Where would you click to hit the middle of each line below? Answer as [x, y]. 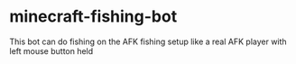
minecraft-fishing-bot [93, 17]
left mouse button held [51, 50]
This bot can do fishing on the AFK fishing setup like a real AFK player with [148, 41]
